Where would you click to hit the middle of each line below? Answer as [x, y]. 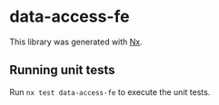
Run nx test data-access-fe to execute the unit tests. [110, 91]
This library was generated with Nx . [76, 42]
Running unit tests [62, 70]
